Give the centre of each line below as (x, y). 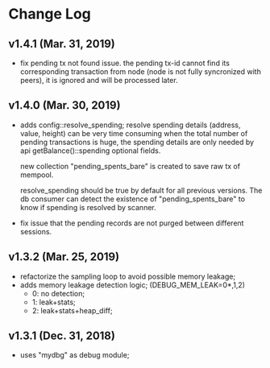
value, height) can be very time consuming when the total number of (134, 133)
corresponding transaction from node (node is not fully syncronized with (141, 72)
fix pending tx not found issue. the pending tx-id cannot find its (125, 63)
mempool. (37, 175)
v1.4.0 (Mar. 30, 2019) (64, 105)
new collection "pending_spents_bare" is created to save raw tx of (130, 166)
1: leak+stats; (54, 302)
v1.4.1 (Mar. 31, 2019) (62, 44)
